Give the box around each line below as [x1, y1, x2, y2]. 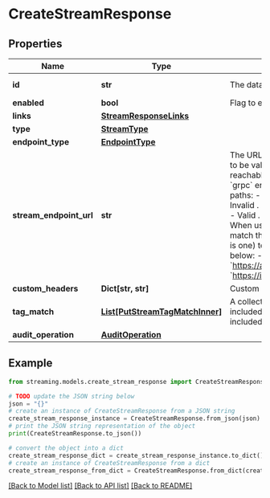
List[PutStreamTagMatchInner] [100, 306, 223, 317]
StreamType [100, 124, 149, 134]
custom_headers [12, 283, 79, 294]
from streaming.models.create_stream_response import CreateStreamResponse [8, 378, 268, 386]
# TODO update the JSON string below [8, 392, 135, 400]
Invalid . [229, 200, 260, 210]
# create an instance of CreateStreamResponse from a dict [8, 459, 211, 467]
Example [8, 357, 53, 370]
